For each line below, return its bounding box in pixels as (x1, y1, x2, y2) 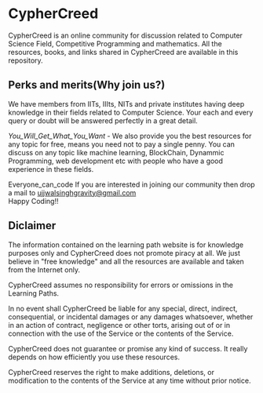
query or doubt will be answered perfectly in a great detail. (8, 115, 198, 126)
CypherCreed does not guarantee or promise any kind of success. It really (8, 344, 248, 353)
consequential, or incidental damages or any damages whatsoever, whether (8, 311, 254, 322)
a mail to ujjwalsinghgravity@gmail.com (8, 187, 137, 197)
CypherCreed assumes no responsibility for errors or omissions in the (8, 280, 234, 289)
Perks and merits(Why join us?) (8, 78, 166, 92)
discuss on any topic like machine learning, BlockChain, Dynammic (8, 147, 225, 157)
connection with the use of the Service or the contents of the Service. (8, 329, 234, 338)
